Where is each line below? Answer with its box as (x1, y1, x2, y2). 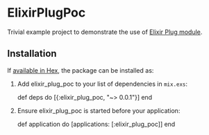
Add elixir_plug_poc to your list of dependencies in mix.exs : (17, 80, 188, 88)
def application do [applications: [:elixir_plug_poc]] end (17, 120, 176, 128)
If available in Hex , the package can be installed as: (7, 66, 154, 74)
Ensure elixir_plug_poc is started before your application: (17, 106, 181, 115)
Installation (7, 48, 57, 60)
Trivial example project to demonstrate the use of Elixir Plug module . (7, 28, 203, 36)
